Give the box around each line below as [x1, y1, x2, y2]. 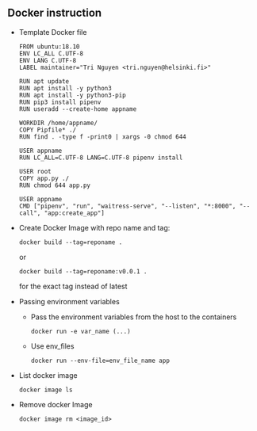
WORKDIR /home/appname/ [18, 119, 98, 127]
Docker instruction [7, 6, 102, 20]
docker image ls [18, 386, 73, 394]
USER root [18, 167, 52, 175]
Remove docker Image [18, 399, 93, 409]
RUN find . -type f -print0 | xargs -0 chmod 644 [18, 132, 187, 141]
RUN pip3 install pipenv [18, 98, 102, 106]
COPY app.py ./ [18, 174, 70, 182]
